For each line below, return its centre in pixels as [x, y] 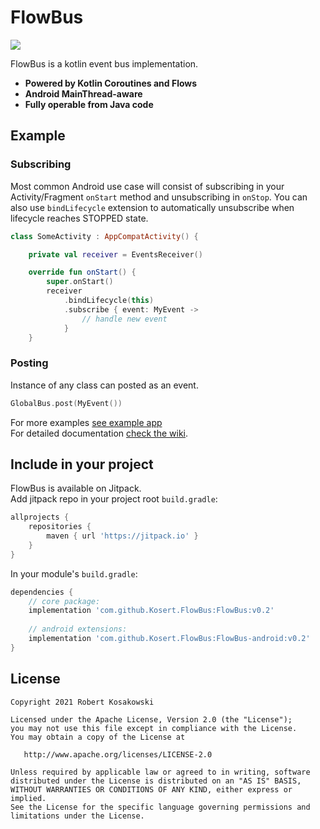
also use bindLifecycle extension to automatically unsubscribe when [152, 207]
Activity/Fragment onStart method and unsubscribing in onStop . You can [159, 197]
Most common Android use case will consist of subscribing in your [147, 186]
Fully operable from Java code [89, 104]
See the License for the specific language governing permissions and [160, 807]
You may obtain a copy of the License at [98, 737]
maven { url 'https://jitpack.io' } [122, 536]
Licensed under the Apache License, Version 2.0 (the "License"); [151, 719]
